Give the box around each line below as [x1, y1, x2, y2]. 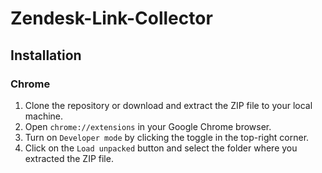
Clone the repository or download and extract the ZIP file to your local [24, 99, 313, 111]
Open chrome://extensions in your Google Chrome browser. [24, 120, 272, 132]
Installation [10, 47, 82, 64]
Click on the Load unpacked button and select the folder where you [24, 142, 298, 154]
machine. [24, 110, 64, 122]
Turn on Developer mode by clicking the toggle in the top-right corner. [24, 131, 310, 143]
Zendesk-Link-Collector [10, 7, 213, 30]
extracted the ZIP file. [24, 152, 114, 164]
